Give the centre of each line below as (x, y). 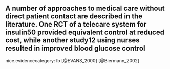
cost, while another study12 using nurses (72, 40)
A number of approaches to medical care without (85, 8)
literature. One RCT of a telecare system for (76, 24)
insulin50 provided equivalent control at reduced (85, 32)
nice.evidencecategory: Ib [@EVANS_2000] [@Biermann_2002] (72, 60)
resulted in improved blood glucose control (75, 48)
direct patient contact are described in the (74, 17)
